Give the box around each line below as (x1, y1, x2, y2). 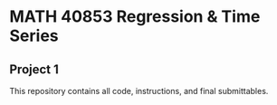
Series (9, 25, 59, 46)
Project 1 (9, 62, 59, 77)
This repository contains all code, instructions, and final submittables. (9, 86, 269, 96)
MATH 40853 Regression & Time (9, 6, 261, 27)
